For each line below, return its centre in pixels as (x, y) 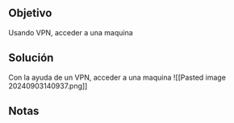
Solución (31, 58)
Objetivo (30, 13)
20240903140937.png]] (48, 86)
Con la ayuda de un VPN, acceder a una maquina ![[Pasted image (117, 77)
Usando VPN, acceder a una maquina (71, 32)
